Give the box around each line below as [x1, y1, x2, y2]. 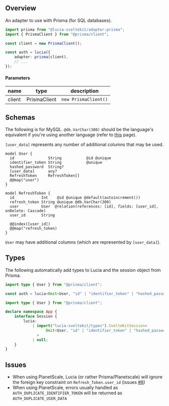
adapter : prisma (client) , [14, 55, 69, 60]
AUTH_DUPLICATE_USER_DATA [12, 396, 67, 401]
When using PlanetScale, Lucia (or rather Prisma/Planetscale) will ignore [12, 374, 162, 380]
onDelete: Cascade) [5, 208, 46, 213]
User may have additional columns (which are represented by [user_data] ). [5, 239, 161, 245]
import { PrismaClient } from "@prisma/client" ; [5, 32, 109, 37]
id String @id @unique [10, 155, 112, 160]
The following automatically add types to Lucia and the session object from [5, 267, 161, 273]
